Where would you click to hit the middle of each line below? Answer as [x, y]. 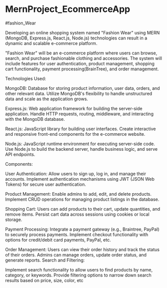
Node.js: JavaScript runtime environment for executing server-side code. [80, 144]
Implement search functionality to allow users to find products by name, [79, 270]
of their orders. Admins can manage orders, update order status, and [76, 255]
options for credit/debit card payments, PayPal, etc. [58, 240]
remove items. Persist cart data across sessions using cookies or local [77, 214]
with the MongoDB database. [35, 119]
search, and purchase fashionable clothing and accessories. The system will [83, 58]
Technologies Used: [26, 78]
